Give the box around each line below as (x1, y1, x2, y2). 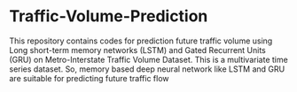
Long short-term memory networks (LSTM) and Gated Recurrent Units (9, 44, 266, 55)
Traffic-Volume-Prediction (9, 6, 208, 27)
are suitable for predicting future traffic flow (9, 73, 169, 83)
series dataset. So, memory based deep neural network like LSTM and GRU (9, 64, 285, 74)
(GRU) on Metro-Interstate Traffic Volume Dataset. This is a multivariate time (9, 54, 288, 65)
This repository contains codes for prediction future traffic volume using (9, 35, 273, 46)
